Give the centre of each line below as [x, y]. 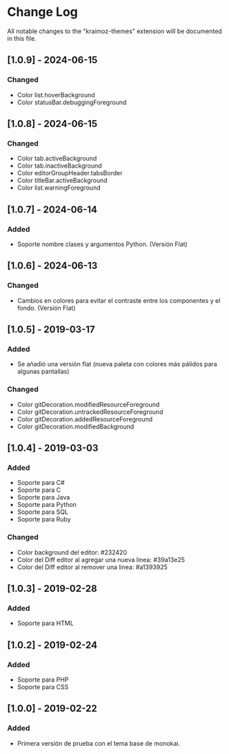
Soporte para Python [47, 505]
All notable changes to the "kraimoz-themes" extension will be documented [114, 31]
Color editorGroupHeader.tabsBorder [70, 173]
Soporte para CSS [43, 687]
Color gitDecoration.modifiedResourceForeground [88, 404]
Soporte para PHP [43, 679]
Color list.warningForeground [59, 188]
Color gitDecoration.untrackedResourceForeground [90, 412]
